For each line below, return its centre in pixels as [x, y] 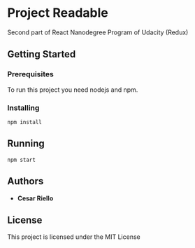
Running [26, 144]
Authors [26, 181]
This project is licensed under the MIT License [74, 237]
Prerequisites [30, 74]
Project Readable [58, 13]
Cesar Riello [35, 198]
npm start [22, 160]
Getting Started [42, 54]
